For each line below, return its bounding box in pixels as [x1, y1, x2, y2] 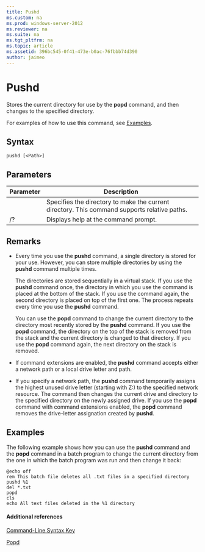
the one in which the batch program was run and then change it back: [6, 456, 182, 464]
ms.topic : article [6, 43, 53, 49]
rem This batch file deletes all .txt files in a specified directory [6, 473, 190, 479]
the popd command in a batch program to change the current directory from [6, 450, 198, 457]
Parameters [6, 169, 52, 180]
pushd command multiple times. [15, 265, 97, 272]
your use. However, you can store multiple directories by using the [15, 259, 182, 266]
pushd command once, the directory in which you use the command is [15, 284, 193, 290]
